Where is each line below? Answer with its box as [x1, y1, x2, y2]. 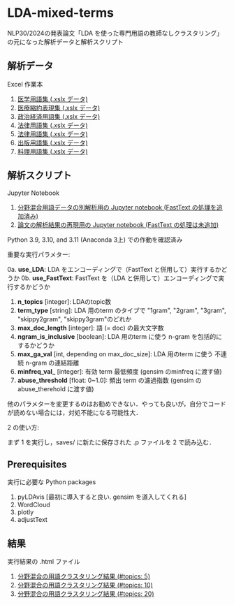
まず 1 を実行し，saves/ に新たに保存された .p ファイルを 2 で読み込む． [7, 438, 215, 446]
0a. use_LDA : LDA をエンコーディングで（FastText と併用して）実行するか [7, 265, 221, 273]
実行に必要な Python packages [7, 478, 96, 486]
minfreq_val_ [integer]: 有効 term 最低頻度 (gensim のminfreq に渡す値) [17, 367, 222, 375]
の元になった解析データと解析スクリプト [7, 37, 124, 46]
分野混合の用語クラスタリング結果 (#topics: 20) [17, 590, 155, 598]
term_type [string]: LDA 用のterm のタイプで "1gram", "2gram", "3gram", [17, 306, 227, 314]
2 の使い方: [7, 423, 40, 431]
